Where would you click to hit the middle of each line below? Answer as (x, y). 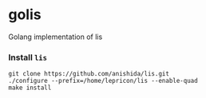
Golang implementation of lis (55, 37)
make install (30, 88)
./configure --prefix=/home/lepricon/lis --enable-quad (103, 81)
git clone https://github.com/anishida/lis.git (89, 74)
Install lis (28, 57)
